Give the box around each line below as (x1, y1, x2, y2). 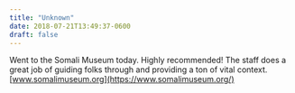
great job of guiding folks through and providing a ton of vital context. (9, 64, 268, 75)
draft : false (9, 30, 59, 39)
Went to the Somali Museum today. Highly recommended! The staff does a (9, 55, 287, 66)
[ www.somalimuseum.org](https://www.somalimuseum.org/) (9, 74, 235, 85)
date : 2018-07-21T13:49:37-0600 (9, 22, 131, 31)
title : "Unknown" (9, 13, 75, 23)
